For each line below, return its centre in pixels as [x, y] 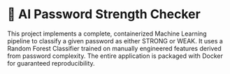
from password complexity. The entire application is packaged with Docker [115, 56]
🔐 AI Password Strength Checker [104, 14]
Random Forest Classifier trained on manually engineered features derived [114, 48]
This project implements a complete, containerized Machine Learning [107, 34]
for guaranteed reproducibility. [51, 63]
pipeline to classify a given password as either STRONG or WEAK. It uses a [115, 40]
